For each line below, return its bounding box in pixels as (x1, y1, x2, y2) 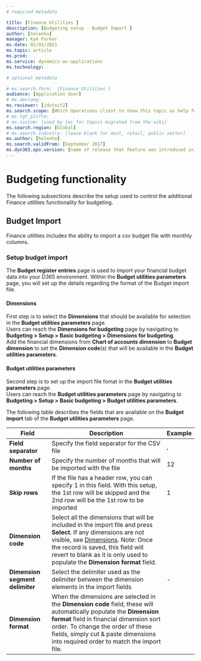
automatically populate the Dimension (51, 608, 159, 616)
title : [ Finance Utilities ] (6, 19, 79, 26)
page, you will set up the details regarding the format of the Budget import (6, 279, 190, 287)
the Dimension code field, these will (51, 600, 154, 608)
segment (9, 575, 35, 584)
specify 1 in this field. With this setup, (51, 481, 157, 489)
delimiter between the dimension (51, 575, 144, 584)
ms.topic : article (6, 47, 52, 54)
